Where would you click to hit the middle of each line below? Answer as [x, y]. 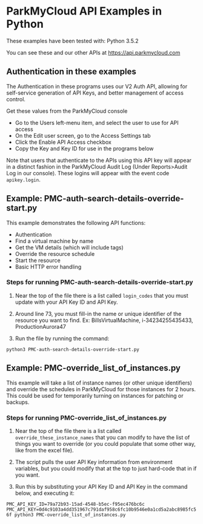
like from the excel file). [44, 450]
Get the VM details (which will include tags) [69, 247]
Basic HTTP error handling [48, 267]
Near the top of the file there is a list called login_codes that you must [102, 295]
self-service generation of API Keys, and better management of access [95, 93]
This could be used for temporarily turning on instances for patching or [95, 395]
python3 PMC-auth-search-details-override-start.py [73, 349]
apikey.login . [23, 180]
